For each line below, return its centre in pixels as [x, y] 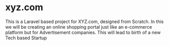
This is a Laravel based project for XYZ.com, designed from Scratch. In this [84, 21]
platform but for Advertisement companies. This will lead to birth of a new [83, 32]
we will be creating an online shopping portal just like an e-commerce [79, 27]
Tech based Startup [26, 38]
